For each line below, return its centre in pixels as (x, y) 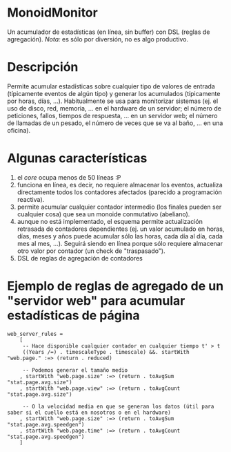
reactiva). (31, 199)
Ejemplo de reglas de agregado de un (115, 286)
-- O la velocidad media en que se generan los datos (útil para (118, 406)
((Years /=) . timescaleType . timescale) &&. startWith (106, 352)
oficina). (19, 130)
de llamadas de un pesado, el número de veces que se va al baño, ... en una (115, 123)
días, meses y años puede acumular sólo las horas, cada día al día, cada (120, 236)
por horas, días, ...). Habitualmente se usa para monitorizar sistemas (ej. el (113, 101)
